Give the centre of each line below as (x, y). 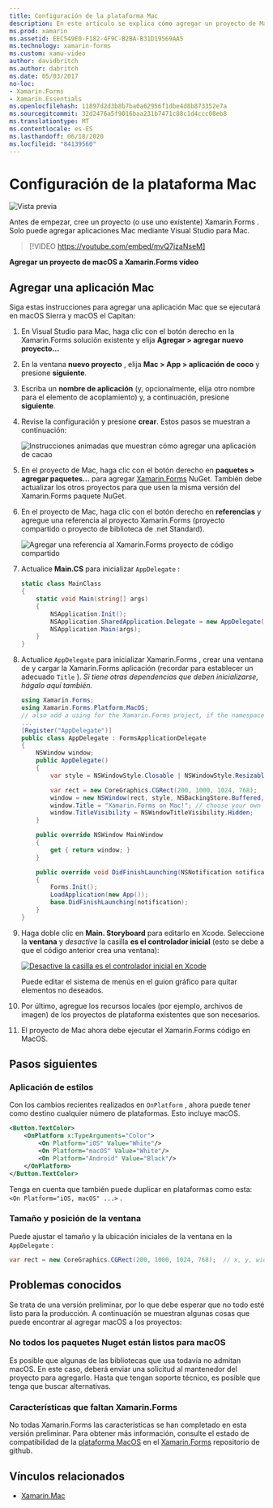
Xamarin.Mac (43, 1495)
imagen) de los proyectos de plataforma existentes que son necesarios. (141, 1015)
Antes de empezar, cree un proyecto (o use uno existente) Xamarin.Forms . (134, 222)
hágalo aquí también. (57, 686)
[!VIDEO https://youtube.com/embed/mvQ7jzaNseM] (117, 246)
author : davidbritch (44, 62)
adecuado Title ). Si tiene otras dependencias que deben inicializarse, (139, 677)
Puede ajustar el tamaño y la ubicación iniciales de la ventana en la (121, 1236)
